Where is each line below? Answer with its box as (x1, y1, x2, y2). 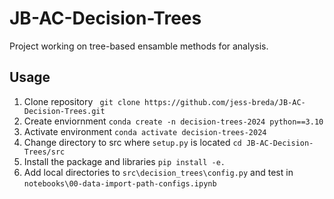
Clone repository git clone (23, 95, 141, 107)
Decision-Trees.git (23, 106, 106, 116)
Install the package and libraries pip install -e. (23, 155, 226, 167)
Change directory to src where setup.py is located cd (23, 136, 242, 148)
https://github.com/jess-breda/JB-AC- (144, 97, 306, 107)
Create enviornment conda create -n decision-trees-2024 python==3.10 (23, 115, 324, 127)
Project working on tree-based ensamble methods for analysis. (9, 40, 269, 52)
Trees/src (23, 147, 66, 157)
